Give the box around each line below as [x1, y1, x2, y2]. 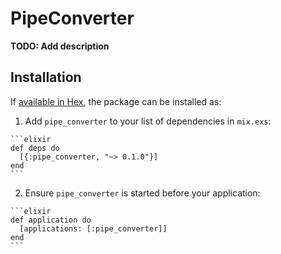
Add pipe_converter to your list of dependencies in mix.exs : [24, 115, 272, 127]
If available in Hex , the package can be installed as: [10, 95, 222, 107]
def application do [10, 215, 92, 225]
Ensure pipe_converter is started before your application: [24, 187, 261, 199]
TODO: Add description [10, 40, 110, 52]
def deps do [10, 143, 60, 153]
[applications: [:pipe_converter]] [19, 223, 168, 234]
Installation [10, 69, 82, 86]
